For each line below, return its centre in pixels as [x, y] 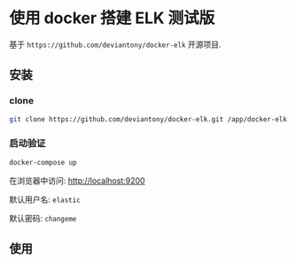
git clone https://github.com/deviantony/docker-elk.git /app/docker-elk [148, 119]
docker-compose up [43, 162]
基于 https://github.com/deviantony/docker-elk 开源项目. [115, 44]
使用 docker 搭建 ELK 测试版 [112, 18]
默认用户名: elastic [45, 199]
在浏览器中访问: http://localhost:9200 [77, 180]
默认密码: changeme [43, 218]
